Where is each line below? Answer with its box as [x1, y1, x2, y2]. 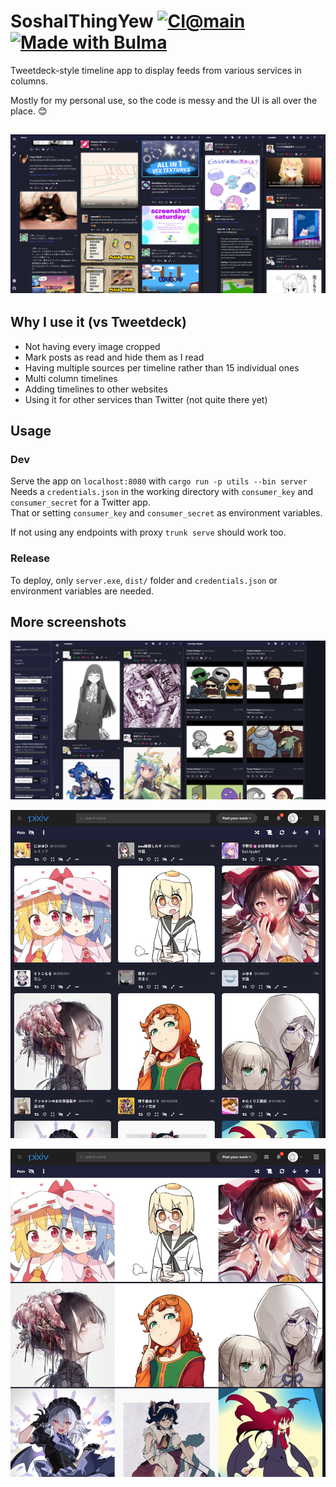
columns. [10, 75, 49, 87]
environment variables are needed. [10, 585, 155, 597]
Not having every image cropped [24, 340, 161, 352]
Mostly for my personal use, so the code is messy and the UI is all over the [10, 94, 318, 106]
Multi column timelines [24, 372, 118, 384]
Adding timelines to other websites [24, 383, 168, 395]
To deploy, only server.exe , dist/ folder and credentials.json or [10, 574, 278, 586]
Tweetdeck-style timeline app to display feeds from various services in [10, 64, 302, 76]
